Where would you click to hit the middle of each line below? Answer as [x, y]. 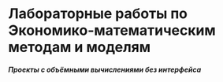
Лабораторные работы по [98, 14]
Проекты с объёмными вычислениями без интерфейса [105, 69]
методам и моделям [80, 47]
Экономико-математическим [112, 30]
